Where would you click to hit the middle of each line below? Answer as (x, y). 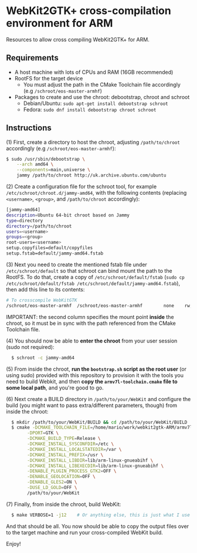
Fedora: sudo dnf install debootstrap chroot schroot (90, 109)
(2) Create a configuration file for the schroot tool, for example (81, 186)
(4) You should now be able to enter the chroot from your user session (92, 341)
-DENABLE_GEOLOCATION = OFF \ (61, 477)
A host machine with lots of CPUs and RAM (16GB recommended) (94, 72)
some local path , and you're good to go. (55, 388)
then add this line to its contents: (45, 289)
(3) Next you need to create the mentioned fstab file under (77, 264)
